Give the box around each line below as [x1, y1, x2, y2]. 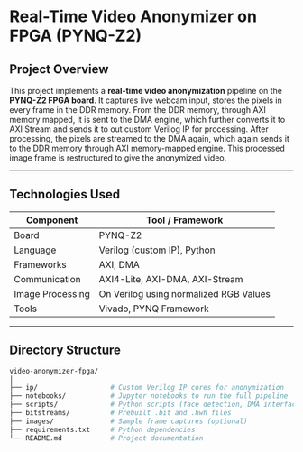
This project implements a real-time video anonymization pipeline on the [9, 86, 282, 96]
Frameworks [14, 258, 67, 271]
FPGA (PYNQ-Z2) [9, 25, 142, 46]
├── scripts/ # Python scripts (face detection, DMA [9, 400, 260, 410]
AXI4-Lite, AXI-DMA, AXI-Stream [98, 272, 243, 285]
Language [14, 244, 57, 256]
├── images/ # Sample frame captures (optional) [9, 417, 248, 426]
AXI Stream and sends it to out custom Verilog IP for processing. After [9, 124, 269, 134]
